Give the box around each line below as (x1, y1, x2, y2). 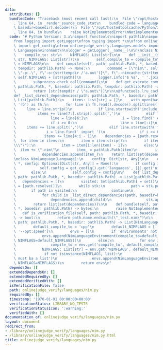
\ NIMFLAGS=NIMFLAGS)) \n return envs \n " (14, 260, 112, 265)
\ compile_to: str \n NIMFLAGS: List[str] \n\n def (14, 52, 136, 57)
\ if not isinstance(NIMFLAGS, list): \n (14, 252, 123, 257)
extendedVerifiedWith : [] (9, 278, 62, 284)
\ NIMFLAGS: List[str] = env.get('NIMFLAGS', (14, 247, 131, 252)
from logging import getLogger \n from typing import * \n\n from (14, 39, 142, 44)
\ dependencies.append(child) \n (14, 197, 112, 202)
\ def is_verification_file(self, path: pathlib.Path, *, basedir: (14, 211, 158, 216)
